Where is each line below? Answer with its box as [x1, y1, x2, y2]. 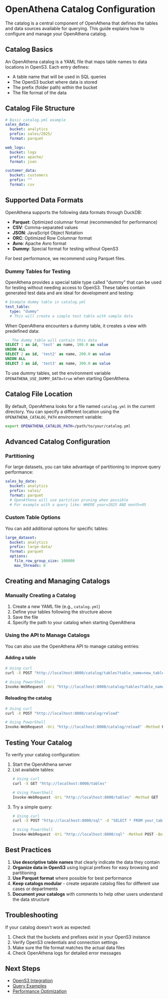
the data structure [12, 896, 50, 902]
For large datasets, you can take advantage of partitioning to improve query [5, 464, 161, 470]
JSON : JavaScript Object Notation [12, 230, 83, 236]
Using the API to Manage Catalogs [5, 632, 90, 639]
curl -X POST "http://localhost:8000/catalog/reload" [5, 711, 120, 716]
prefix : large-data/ [9, 544, 52, 549]
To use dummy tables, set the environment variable [5, 370, 111, 376]
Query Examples [12, 983, 46, 989]
